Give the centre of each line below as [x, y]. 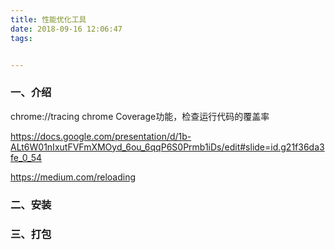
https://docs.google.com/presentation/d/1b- [101, 136]
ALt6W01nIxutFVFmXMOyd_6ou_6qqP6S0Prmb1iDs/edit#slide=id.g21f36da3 [167, 147]
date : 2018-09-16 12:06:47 [66, 29]
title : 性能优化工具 [48, 19]
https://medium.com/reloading [73, 177]
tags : [21, 38]
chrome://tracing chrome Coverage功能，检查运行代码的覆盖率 [140, 116]
